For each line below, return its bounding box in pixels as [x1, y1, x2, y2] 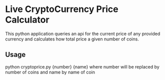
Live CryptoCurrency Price [5, 3, 118, 15]
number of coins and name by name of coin [5, 69, 95, 75]
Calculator [5, 14, 49, 25]
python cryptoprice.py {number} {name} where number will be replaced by [5, 63, 160, 69]
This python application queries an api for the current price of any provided [5, 30, 160, 36]
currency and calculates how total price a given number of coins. [5, 36, 139, 42]
